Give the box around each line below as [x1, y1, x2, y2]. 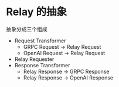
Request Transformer [14, 37, 66, 44]
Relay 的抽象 [6, 5, 67, 19]
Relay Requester [14, 56, 55, 63]
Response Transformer [14, 61, 70, 68]
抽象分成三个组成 [6, 26, 47, 32]
